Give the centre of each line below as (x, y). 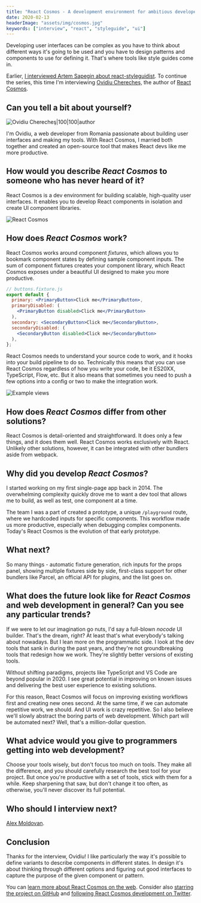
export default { (28, 295)
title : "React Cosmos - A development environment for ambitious (89, 12)
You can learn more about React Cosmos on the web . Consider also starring (100, 887)
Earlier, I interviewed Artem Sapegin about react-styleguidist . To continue (97, 76)
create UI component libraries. (44, 208)
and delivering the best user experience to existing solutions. (81, 685)
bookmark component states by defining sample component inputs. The (95, 259)
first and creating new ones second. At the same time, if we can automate (97, 703)
